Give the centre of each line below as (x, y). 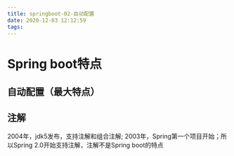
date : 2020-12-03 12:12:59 (47, 20)
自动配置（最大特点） (53, 92)
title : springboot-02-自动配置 (51, 14)
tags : (15, 27)
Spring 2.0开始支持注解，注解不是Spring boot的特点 (88, 145)
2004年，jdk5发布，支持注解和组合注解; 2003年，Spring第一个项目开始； (114, 136)
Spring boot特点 (55, 64)
